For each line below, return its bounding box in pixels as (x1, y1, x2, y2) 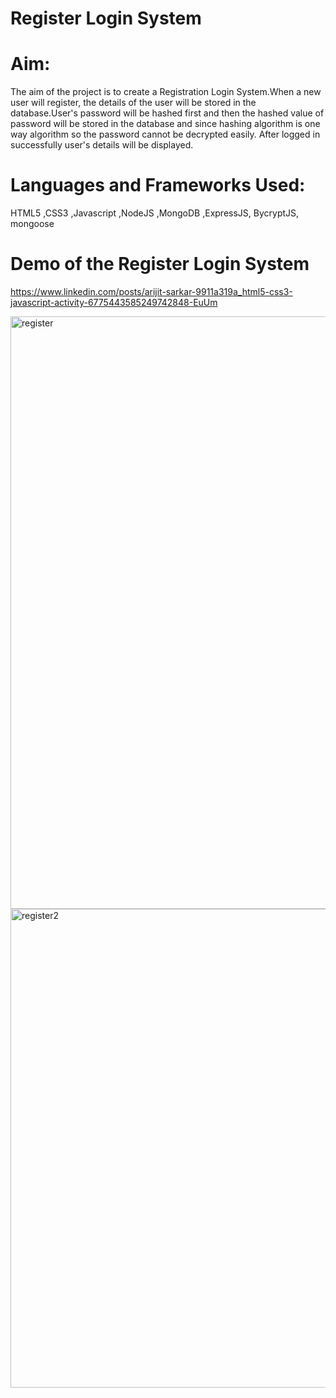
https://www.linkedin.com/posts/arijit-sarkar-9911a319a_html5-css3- (10, 286, 293, 297)
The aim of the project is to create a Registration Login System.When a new (10, 86, 322, 98)
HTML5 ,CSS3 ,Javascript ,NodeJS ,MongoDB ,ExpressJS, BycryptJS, (10, 207, 300, 219)
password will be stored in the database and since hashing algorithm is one (10, 118, 321, 130)
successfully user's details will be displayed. (10, 139, 194, 151)
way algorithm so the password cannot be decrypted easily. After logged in (10, 128, 321, 141)
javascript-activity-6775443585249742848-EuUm (10, 297, 218, 308)
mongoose (10, 218, 55, 230)
